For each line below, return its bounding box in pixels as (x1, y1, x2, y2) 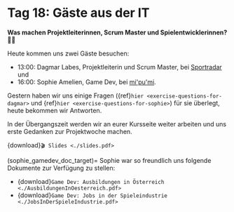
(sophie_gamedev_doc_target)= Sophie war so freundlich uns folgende (7, 156, 212, 164)
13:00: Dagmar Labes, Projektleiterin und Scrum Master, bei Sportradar (17, 62, 222, 71)
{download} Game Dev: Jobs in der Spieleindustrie (17, 191, 168, 199)
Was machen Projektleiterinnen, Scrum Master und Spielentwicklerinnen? (7, 28, 228, 37)
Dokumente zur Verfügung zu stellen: (7, 164, 116, 172)
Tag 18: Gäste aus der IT (7, 5, 150, 21)
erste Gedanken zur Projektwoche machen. (7, 127, 132, 135)
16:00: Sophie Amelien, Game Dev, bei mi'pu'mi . (17, 77, 156, 86)
